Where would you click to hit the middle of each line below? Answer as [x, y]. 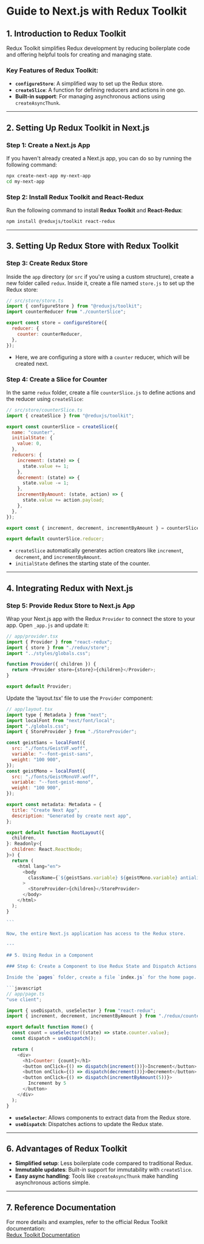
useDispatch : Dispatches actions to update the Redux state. [89, 1124]
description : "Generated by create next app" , [72, 816]
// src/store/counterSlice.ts [45, 410]
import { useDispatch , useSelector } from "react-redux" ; [81, 1010]
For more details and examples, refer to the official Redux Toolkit [87, 1222]
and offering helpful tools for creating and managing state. [79, 55]
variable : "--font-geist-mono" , [53, 782]
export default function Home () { [50, 1027]
